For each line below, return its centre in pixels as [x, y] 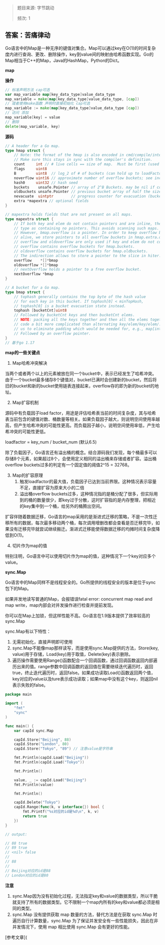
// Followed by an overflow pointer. [53, 333]
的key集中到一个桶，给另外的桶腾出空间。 [62, 506]
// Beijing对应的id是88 [28, 870]
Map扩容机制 [25, 403]
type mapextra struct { [29, 219]
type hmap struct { [25, 151]
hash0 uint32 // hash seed [46, 183]
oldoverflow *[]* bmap [36, 265]
